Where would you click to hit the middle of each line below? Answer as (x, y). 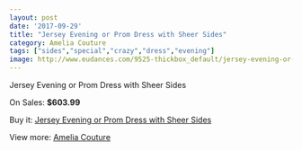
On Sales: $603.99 (45, 102)
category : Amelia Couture (58, 43)
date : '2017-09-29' (46, 26)
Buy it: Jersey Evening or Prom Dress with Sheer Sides (111, 120)
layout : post (34, 18)
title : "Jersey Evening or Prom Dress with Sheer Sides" (118, 34)
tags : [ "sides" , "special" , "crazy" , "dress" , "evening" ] (112, 51)
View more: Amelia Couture (60, 137)
